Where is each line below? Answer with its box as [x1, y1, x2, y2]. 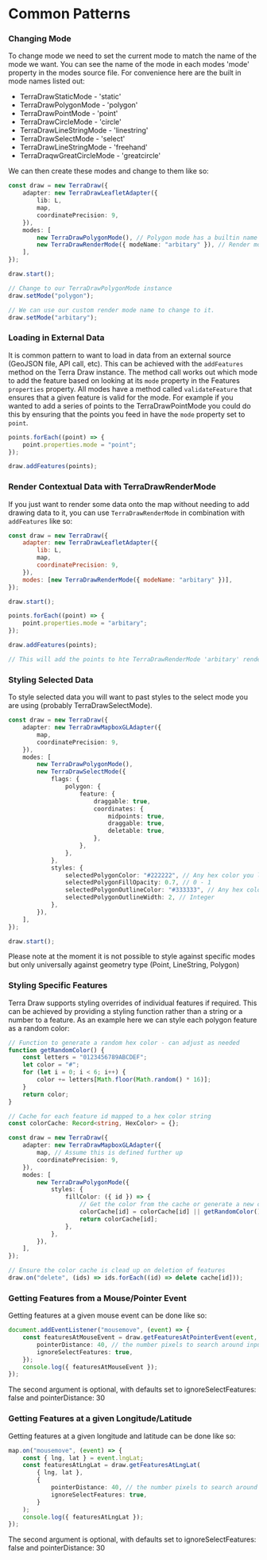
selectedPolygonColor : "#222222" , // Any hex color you [64, 871, 254, 879]
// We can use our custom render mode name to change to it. [8, 306, 215, 314]
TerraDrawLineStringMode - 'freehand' [19, 142, 149, 152]
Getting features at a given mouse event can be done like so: [8, 1310, 207, 1320]
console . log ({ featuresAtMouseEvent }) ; [22, 1363, 158, 1371]
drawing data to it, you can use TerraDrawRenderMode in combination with [8, 508, 245, 517]
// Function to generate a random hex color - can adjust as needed [8, 1039, 240, 1047]
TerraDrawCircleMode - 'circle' [19, 117, 122, 127]
